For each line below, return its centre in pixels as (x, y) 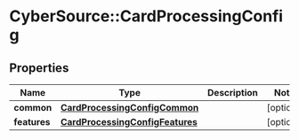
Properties (39, 68)
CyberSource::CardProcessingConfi (146, 16)
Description (233, 93)
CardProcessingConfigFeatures (129, 122)
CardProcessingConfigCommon (130, 108)
